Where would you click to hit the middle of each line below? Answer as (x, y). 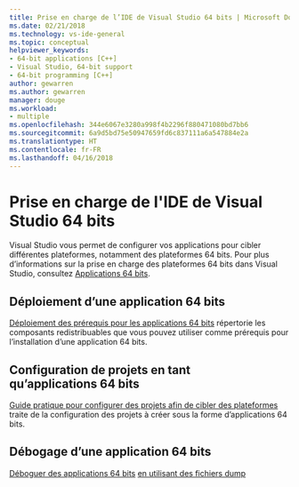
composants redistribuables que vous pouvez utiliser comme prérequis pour (149, 332)
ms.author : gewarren (48, 92)
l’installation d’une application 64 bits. (78, 342)
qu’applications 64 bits (74, 383)
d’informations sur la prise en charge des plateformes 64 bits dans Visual (144, 264)
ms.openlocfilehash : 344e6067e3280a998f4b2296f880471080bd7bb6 (129, 125)
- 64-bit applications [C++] (63, 59)
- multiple (29, 116)
